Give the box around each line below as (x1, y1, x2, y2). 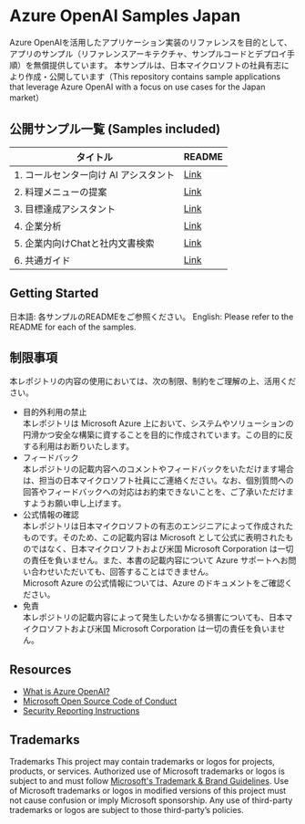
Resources (9, 662, 72, 677)
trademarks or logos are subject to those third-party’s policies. (9, 805, 244, 815)
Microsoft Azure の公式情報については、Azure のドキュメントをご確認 (22, 578, 285, 589)
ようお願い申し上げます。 (30, 498, 127, 509)
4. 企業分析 (14, 220, 62, 233)
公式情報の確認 (22, 509, 79, 520)
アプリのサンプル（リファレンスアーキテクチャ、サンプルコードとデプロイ (9, 47, 288, 59)
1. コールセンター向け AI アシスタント (14, 168, 176, 181)
